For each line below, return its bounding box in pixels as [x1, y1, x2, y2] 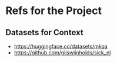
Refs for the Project [5, 4, 102, 18]
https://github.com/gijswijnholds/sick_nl [14, 49, 111, 56]
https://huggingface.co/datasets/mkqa [14, 43, 108, 50]
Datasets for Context [5, 27, 83, 37]
